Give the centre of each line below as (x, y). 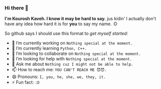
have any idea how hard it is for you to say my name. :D (61, 24)
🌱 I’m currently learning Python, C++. (49, 48)
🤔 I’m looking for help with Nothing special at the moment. (72, 59)
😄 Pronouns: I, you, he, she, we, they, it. (59, 77)
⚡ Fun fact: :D (26, 82)
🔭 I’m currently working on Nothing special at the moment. (72, 43)
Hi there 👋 (17, 8)
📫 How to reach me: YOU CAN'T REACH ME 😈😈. (59, 70)
